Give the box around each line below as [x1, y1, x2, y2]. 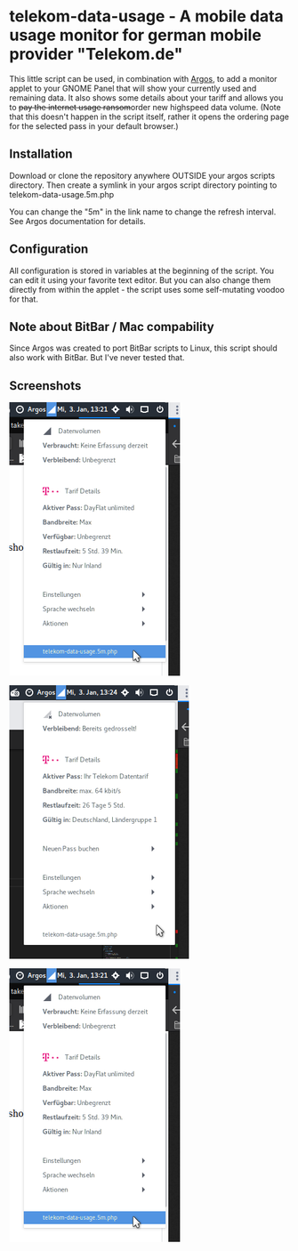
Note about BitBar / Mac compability [9, 319, 215, 335]
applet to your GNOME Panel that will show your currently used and [9, 83, 257, 93]
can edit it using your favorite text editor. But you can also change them [9, 274, 271, 286]
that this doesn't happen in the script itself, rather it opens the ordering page [9, 111, 289, 122]
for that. [9, 294, 38, 304]
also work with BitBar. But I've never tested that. [9, 352, 185, 363]
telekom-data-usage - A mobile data [9, 6, 285, 27]
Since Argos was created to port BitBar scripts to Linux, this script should [9, 343, 278, 353]
